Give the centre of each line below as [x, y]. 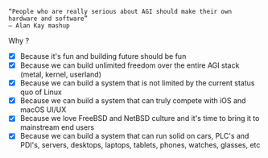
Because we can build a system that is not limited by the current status [137, 83]
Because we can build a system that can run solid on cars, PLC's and [134, 136]
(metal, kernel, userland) [61, 75]
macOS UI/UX [43, 110]
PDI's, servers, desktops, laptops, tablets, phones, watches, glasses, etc [140, 145]
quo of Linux [41, 92]
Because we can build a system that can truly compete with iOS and [133, 101]
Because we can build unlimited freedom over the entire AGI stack [130, 65]
